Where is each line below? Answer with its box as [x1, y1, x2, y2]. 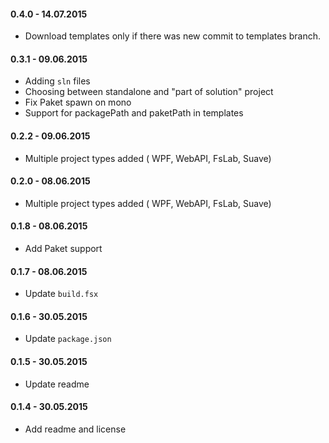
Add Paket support [24, 243, 103, 255]
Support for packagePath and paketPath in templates [24, 107, 244, 119]
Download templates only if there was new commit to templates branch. [24, 30, 322, 42]
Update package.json [24, 333, 112, 345]
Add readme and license [24, 423, 127, 435]
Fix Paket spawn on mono [24, 96, 132, 109]
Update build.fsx [24, 288, 99, 300]
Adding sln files [24, 75, 91, 87]
